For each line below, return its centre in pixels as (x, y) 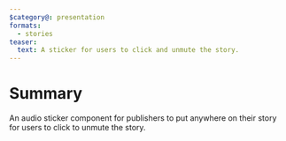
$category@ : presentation (57, 17)
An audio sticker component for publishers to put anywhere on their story (143, 118)
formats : (25, 26)
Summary (46, 94)
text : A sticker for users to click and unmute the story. (128, 50)
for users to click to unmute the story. (77, 128)
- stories (35, 33)
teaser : (23, 42)
